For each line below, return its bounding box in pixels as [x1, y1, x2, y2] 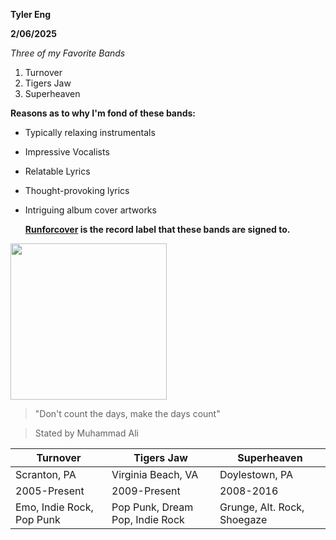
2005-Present [15, 484, 85, 498]
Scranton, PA [15, 468, 77, 481]
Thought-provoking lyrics [24, 185, 130, 196]
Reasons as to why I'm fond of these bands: [10, 107, 197, 119]
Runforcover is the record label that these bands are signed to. [24, 224, 291, 235]
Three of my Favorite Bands [10, 47, 126, 59]
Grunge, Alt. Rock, [219, 500, 305, 514]
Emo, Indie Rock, [15, 500, 94, 514]
